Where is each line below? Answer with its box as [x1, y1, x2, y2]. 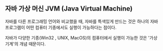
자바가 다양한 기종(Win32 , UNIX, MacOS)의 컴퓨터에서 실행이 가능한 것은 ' [5, 34, 150, 40]
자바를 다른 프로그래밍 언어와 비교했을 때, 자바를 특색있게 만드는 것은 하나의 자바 [5, 18, 159, 24]
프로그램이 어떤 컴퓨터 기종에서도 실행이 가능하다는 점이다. [5, 24, 117, 30]
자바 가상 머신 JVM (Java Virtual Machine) [5, 4, 133, 13]
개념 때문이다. [19, 41, 46, 47]
